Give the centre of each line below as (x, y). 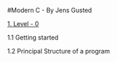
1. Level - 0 (23, 24)
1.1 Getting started (33, 37)
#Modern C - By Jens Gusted (50, 10)
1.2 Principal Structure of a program (58, 51)
